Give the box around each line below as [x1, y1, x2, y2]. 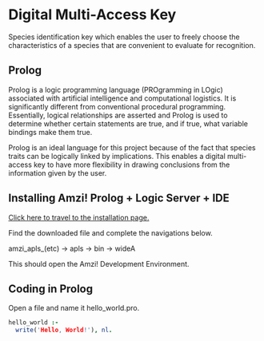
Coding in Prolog [8, 282, 94, 295]
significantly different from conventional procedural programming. [8, 101, 226, 111]
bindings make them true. [8, 127, 93, 137]
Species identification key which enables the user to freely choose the [8, 32, 240, 42]
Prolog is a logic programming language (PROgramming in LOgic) [8, 85, 224, 94]
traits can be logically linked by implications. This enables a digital [8, 151, 226, 161]
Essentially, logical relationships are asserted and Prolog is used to [8, 110, 228, 120]
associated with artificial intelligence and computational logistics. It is [8, 93, 237, 103]
